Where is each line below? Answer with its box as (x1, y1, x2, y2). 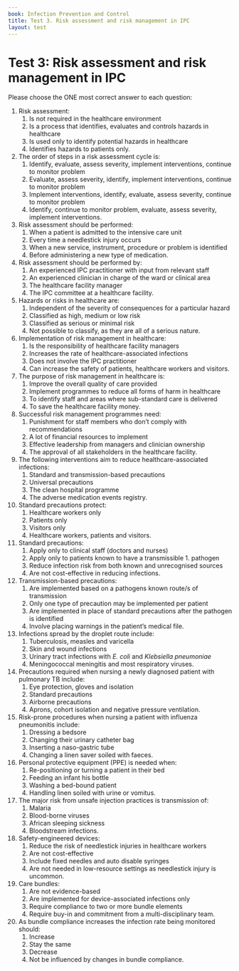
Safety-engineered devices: (18, 834, 100, 843)
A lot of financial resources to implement (28, 433, 149, 441)
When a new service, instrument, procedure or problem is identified (28, 243, 228, 252)
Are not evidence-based (28, 887, 101, 895)
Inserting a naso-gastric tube (28, 743, 115, 752)
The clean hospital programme (28, 485, 119, 494)
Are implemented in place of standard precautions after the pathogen (28, 607, 233, 615)
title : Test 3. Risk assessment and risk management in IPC (8, 17, 191, 24)
